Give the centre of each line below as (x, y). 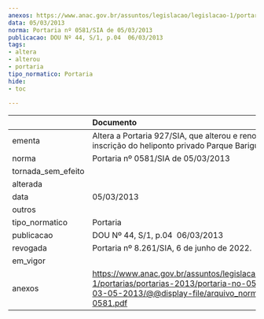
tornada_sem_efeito (48, 172)
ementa (26, 141)
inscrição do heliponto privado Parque (163, 146)
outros (24, 210)
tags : (17, 45)
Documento (115, 123)
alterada (27, 184)
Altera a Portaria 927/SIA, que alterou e (165, 136)
